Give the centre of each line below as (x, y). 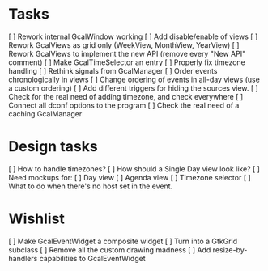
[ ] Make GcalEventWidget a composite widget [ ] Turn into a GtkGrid (123, 241)
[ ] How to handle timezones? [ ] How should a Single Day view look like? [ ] (134, 169)
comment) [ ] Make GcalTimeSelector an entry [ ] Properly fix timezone (127, 62)
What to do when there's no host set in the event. (91, 186)
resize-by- (230, 250)
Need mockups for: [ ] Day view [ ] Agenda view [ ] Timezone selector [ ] (130, 177)
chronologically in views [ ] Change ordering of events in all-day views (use (134, 79)
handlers (23, 258)
